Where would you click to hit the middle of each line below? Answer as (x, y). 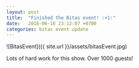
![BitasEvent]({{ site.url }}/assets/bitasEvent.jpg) (67, 47)
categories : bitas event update (47, 29)
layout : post (23, 12)
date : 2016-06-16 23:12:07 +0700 (52, 23)
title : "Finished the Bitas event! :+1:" (61, 18)
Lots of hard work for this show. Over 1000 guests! (70, 58)
